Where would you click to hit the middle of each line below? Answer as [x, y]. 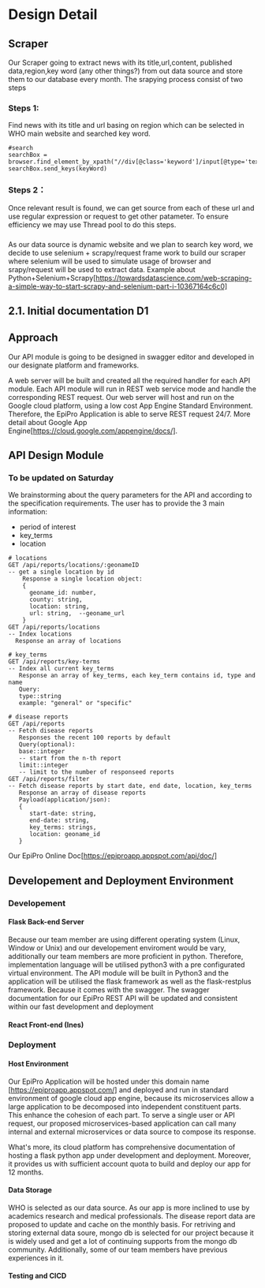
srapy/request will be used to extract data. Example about [102, 269]
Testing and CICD [37, 1276]
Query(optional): [47, 745]
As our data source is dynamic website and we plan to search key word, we [131, 244]
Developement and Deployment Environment [121, 881]
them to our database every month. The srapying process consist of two [125, 79]
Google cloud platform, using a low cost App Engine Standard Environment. [131, 405]
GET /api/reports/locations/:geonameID [74, 566]
